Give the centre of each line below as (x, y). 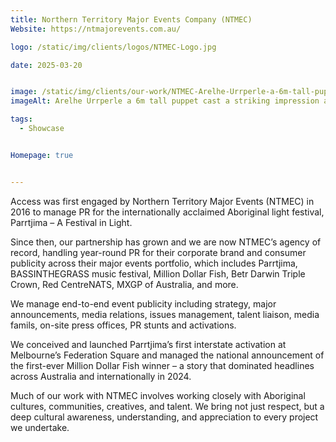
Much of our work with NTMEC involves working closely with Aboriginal (158, 395)
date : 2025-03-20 (46, 65)
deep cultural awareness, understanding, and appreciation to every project (164, 417)
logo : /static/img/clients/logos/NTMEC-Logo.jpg (113, 47)
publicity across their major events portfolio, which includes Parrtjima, (154, 263)
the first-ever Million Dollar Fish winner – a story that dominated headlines (162, 365)
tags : (21, 119)
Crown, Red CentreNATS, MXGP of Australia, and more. (124, 284)
